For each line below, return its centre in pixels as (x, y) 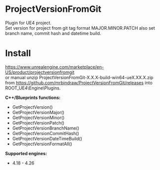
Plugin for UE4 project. (28, 23)
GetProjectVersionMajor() (38, 112)
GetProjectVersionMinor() (38, 118)
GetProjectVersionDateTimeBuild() (47, 138)
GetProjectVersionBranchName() (46, 128)
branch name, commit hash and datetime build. (53, 33)
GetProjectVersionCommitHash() (46, 133)
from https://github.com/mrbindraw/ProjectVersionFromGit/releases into (79, 83)
